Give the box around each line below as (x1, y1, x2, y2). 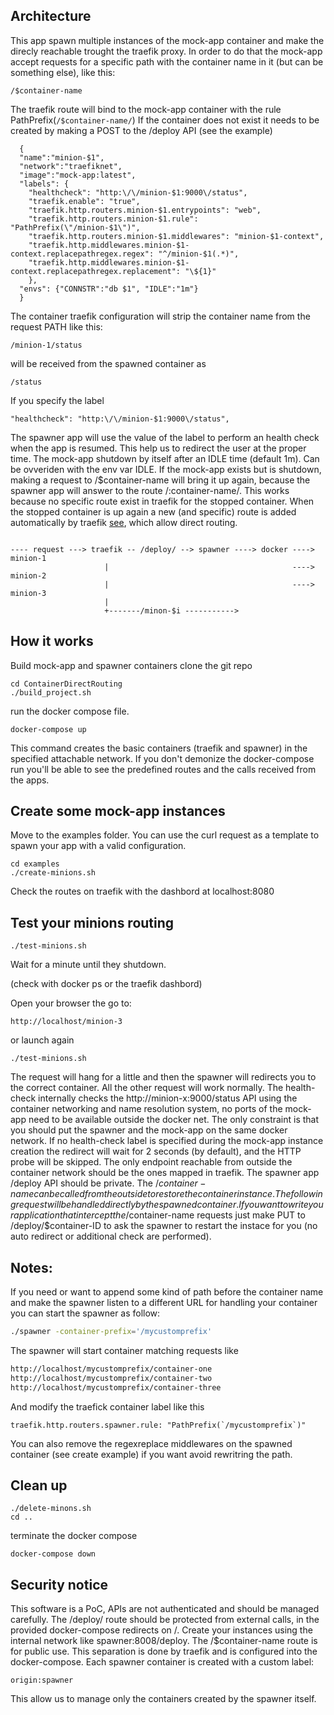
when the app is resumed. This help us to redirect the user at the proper (10, 442, 307, 454)
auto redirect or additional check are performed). (10, 1230, 212, 1243)
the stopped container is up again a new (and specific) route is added (10, 505, 297, 518)
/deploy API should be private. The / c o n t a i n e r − (10, 1177, 207, 1189)
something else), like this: (10, 66, 116, 78)
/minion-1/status (10, 340, 83, 350)
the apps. (10, 774, 50, 786)
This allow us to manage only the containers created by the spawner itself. (10, 1693, 317, 1705)
